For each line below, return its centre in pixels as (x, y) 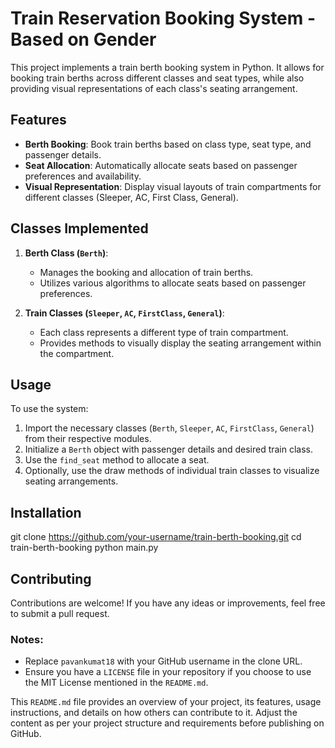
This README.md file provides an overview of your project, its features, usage (166, 702)
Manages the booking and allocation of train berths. (146, 272)
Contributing (51, 578)
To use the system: (49, 409)
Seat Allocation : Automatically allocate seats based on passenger (161, 165)
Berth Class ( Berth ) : (66, 253)
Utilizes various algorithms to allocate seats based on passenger (173, 283)
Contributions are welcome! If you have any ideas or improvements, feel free (168, 603)
